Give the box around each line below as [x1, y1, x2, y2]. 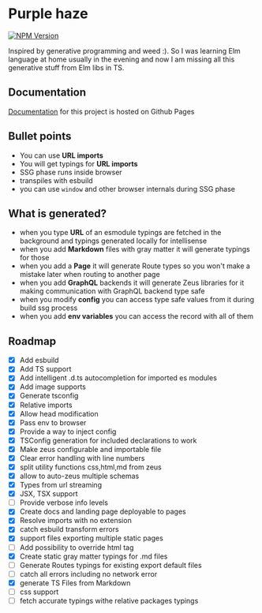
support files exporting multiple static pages [19, 533, 163, 543]
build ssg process [19, 303, 78, 312]
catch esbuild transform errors [19, 525, 120, 534]
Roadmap [8, 335, 57, 348]
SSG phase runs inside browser [19, 167, 122, 177]
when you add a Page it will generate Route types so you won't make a [19, 261, 251, 271]
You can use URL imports [19, 151, 104, 160]
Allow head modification [19, 409, 99, 418]
